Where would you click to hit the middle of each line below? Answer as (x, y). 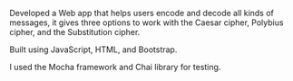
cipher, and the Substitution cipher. (75, 32)
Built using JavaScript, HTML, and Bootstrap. (93, 49)
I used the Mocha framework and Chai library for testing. (115, 67)
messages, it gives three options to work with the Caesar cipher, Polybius (146, 22)
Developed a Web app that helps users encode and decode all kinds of (142, 13)
